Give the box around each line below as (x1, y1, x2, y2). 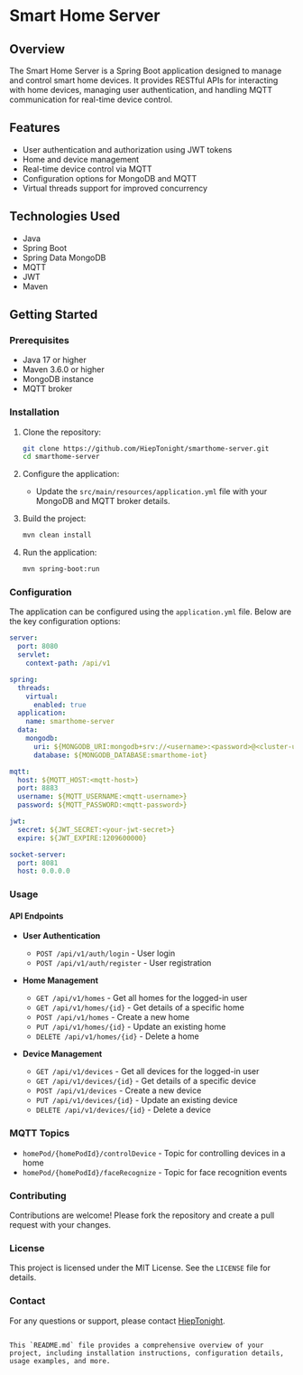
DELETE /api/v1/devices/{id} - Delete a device (35, 1104, 212, 1116)
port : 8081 (17, 858, 59, 867)
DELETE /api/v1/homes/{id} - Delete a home (35, 1031, 200, 1042)
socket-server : (9, 850, 67, 859)
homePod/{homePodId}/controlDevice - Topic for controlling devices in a (22, 1147, 286, 1158)
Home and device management (22, 154, 140, 164)
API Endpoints (9, 910, 64, 921)
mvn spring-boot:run (22, 565, 100, 574)
